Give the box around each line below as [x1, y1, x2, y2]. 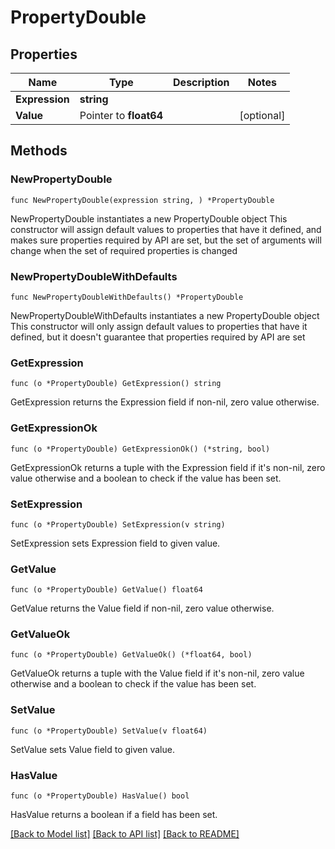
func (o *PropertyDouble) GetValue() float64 [10, 585, 203, 595]
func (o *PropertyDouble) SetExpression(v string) [10, 519, 226, 530]
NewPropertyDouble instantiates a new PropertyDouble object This [10, 212, 288, 225]
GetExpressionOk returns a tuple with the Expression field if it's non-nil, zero [10, 461, 326, 473]
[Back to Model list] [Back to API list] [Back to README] [10, 828, 240, 840]
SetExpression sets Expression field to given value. [10, 537, 221, 549]
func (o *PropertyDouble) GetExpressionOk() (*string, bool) [10, 444, 271, 454]
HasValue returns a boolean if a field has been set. [10, 809, 218, 821]
